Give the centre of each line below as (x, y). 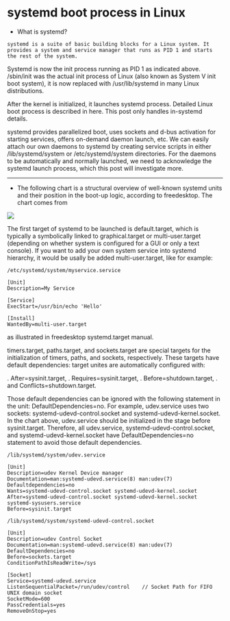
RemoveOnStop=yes (32, 611)
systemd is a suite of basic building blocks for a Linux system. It (108, 44)
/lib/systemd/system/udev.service (56, 455)
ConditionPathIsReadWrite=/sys (52, 563)
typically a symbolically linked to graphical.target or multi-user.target (104, 236)
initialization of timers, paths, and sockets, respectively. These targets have (113, 357)
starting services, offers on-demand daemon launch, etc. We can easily (108, 139)
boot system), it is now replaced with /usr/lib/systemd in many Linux (103, 83)
